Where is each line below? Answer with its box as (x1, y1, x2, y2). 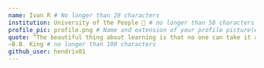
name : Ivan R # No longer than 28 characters (8, 11, 159, 20)
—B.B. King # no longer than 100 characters (8, 41, 156, 48)
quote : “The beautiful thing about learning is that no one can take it (8, 33, 251, 41)
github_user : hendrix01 (8, 48, 86, 55)
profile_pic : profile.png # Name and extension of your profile (8, 26, 223, 34)
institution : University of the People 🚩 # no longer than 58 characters (8, 19, 255, 27)
